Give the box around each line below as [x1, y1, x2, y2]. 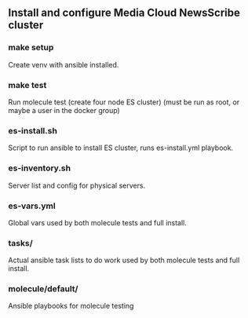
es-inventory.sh [8, 163, 71, 174]
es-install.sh [8, 125, 57, 136]
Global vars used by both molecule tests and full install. [8, 217, 187, 227]
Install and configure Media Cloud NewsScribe [8, 6, 241, 20]
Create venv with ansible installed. [8, 60, 119, 69]
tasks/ [8, 237, 33, 248]
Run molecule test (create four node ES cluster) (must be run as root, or [8, 97, 240, 107]
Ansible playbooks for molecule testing [8, 302, 134, 311]
